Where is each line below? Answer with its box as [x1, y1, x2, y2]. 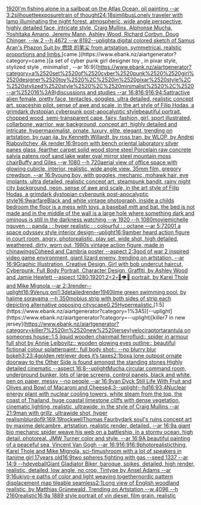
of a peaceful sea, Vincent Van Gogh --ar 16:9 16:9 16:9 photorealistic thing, [6, 441, 187, 448]
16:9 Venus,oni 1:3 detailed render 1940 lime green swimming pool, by [23, 288, 187, 296]
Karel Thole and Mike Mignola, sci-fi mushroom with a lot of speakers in [6, 448, 182, 454]
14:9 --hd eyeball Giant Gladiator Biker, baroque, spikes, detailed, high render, [6, 460, 195, 467]
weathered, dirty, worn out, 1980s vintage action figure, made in [6, 242, 165, 248]
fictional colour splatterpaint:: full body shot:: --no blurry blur [6, 346, 157, 352]
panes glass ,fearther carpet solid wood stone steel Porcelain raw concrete [6, 146, 191, 153]
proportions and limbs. [6, 51, 62, 57]
